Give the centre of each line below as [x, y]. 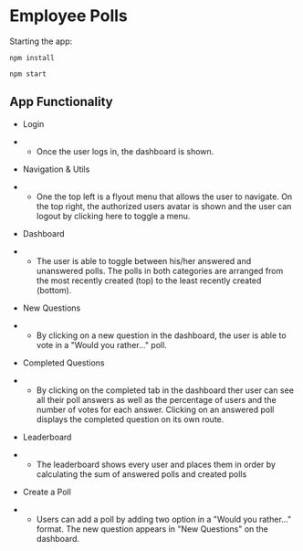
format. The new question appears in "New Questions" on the [152, 529]
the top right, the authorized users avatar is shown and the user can [164, 206]
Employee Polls [68, 16]
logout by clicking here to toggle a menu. [113, 216]
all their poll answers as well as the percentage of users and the [156, 399]
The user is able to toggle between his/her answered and [144, 260]
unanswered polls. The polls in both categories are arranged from [160, 270]
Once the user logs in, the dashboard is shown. [125, 151]
